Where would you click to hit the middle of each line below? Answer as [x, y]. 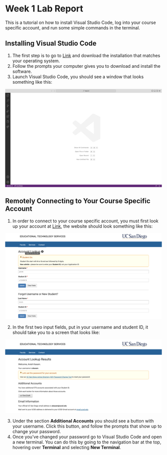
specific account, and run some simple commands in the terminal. [73, 27]
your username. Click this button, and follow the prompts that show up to [87, 426]
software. [22, 71]
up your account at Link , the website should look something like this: [83, 226]
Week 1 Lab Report [44, 9]
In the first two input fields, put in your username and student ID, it [80, 327]
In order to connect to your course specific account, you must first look [85, 221]
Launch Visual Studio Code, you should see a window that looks [78, 76]
